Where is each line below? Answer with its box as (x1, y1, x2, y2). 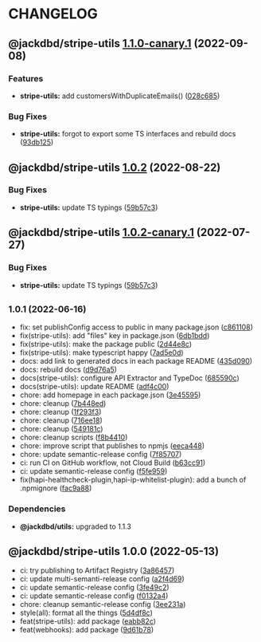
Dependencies (8, 503, 66, 514)
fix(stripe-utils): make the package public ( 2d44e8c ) (19, 340, 193, 349)
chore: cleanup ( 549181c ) (19, 424, 103, 434)
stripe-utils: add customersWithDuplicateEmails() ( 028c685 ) (19, 91, 220, 100)
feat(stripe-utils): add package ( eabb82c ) (19, 616, 157, 626)
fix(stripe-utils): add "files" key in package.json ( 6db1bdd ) (19, 331, 210, 341)
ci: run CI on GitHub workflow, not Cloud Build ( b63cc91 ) (19, 458, 206, 467)
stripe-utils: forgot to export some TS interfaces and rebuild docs (19, 129, 236, 139)
